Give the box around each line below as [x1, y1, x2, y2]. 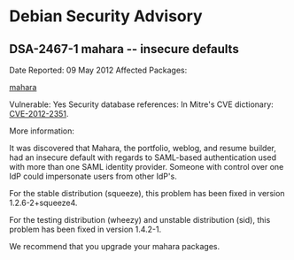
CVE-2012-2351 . [9, 109, 69, 119]
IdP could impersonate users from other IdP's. [9, 171, 177, 181]
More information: [9, 126, 75, 136]
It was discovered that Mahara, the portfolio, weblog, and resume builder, [9, 143, 276, 153]
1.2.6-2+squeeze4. [9, 197, 78, 208]
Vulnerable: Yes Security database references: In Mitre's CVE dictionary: [9, 99, 275, 110]
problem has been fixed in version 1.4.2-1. [9, 224, 162, 234]
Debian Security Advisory [9, 6, 203, 27]
